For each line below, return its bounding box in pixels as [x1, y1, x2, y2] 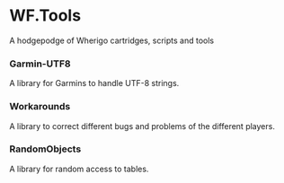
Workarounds [9, 100, 71, 113]
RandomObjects [9, 143, 82, 155]
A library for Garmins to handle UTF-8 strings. [9, 78, 180, 89]
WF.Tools [9, 5, 82, 26]
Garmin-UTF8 [9, 57, 71, 70]
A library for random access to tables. [9, 163, 149, 174]
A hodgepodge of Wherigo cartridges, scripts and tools [9, 35, 215, 46]
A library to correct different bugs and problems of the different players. [9, 120, 276, 131]
